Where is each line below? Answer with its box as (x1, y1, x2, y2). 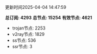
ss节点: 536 (12, 37, 36, 43)
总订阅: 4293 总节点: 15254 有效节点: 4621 (5, 15, 92, 21)
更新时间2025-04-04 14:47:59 (5, 4, 67, 10)
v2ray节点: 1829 (12, 31, 45, 37)
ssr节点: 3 (12, 44, 33, 49)
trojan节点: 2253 (12, 25, 46, 31)
